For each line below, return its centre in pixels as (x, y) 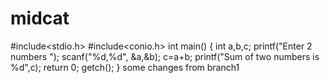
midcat (40, 18)
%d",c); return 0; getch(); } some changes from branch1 (125, 67)
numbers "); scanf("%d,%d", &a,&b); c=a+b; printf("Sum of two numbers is (165, 56)
